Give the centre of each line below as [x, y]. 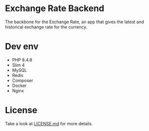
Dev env [22, 47]
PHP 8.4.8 [22, 60]
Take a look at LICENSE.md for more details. [49, 123]
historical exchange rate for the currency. [46, 27]
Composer [22, 80]
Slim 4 [18, 65]
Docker [19, 86]
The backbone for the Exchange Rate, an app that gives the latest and [74, 22]
